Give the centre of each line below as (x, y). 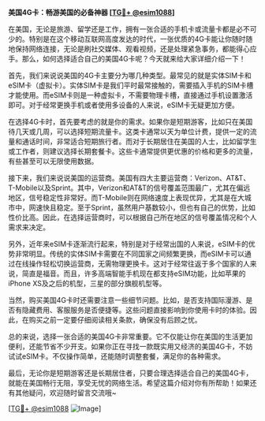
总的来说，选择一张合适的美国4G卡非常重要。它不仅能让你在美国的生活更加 (131, 337)
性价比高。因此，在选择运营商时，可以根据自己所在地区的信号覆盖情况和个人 (132, 217)
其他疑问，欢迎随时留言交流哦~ (65, 393)
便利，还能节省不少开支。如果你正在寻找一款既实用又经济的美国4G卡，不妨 (131, 346)
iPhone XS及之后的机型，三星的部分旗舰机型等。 (87, 283)
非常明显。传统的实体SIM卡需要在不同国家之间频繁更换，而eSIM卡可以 (129, 254)
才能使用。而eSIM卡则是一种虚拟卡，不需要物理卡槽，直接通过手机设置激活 (131, 95)
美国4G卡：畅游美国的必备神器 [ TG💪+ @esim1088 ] (91, 12)
